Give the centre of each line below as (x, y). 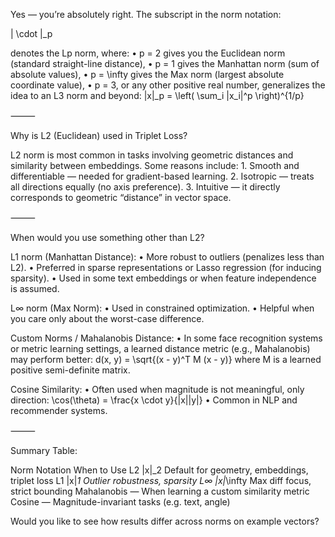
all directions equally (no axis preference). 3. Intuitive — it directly (145, 187)
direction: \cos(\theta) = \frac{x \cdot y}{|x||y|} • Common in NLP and (154, 400)
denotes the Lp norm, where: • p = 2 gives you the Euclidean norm (148, 53)
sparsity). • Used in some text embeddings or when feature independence (163, 278)
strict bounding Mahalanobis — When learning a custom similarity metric (160, 491)
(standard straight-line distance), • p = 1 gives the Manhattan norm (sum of (165, 63)
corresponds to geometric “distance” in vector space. (121, 197)
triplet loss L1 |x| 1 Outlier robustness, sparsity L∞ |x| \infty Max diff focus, (161, 480)
